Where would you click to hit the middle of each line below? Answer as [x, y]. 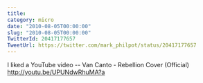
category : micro [30, 20]
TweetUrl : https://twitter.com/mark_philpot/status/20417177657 [102, 45]
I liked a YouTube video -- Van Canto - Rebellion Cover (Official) [98, 65]
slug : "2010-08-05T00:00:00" [49, 33]
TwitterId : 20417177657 [42, 39]
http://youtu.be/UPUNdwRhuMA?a [56, 72]
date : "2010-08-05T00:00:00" [49, 26]
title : [17, 13]
